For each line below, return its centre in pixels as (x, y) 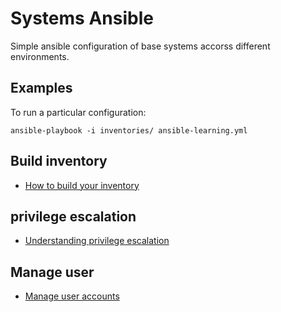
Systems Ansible (82, 18)
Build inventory (59, 161)
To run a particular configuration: (78, 112)
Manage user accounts (72, 296)
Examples (41, 88)
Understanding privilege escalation (97, 241)
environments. (40, 56)
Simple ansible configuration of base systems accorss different (140, 46)
